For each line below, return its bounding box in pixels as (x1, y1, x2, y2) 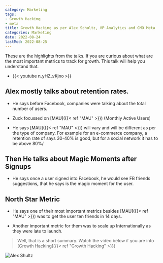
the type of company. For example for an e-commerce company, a (12, 130, 147, 136)
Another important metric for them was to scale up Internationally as (12, 223, 151, 229)
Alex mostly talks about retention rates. (5, 87, 129, 96)
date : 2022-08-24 (5, 35, 41, 40)
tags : (5, 12, 16, 17)
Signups (5, 162, 31, 171)
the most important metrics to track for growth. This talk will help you (5, 58, 145, 64)
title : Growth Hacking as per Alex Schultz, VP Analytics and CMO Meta (5, 26, 155, 31)
